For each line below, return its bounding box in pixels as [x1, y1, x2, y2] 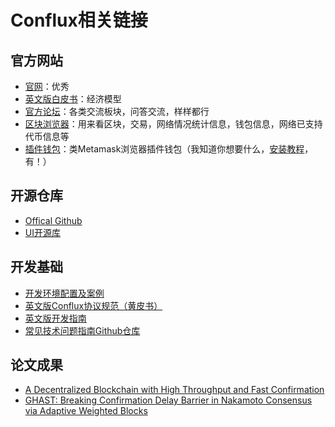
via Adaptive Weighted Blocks [24, 405, 148, 417]
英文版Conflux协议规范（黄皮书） [24, 299, 163, 311]
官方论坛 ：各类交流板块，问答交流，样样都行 [24, 106, 210, 117]
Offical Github [24, 214, 83, 226]
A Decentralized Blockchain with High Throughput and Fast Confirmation [24, 384, 325, 396]
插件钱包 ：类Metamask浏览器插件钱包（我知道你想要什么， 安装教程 [24, 143, 305, 155]
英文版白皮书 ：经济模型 [24, 93, 122, 105]
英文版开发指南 [24, 312, 87, 324]
